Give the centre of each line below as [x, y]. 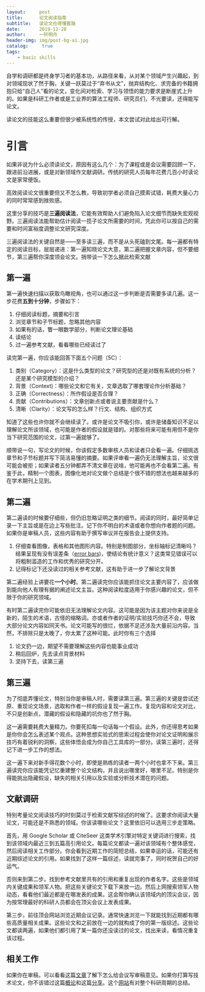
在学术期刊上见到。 [31, 481]
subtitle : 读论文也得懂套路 [41, 23]
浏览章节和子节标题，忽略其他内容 [58, 322]
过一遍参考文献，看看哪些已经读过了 [61, 345]
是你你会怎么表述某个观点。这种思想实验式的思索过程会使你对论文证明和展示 [103, 734]
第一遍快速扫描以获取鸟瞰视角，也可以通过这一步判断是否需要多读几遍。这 [100, 293]
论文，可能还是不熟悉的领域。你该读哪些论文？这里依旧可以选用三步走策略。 [103, 822]
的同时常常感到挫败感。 [36, 200]
